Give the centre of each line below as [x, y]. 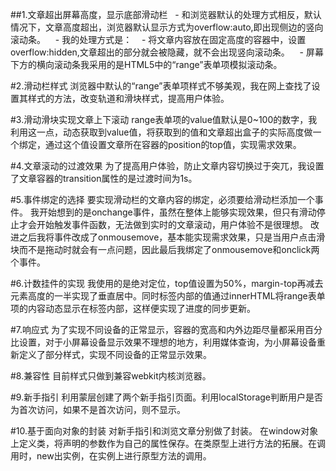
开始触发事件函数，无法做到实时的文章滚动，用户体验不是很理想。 [172, 224]
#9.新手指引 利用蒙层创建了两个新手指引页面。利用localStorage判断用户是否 [167, 397]
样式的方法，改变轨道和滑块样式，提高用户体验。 [128, 98]
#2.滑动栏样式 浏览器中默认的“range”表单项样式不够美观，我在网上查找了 [161, 86]
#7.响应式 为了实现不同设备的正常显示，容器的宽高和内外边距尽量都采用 [158, 329]
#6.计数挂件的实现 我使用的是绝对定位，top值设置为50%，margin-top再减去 [167, 283]
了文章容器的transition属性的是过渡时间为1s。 [104, 178]
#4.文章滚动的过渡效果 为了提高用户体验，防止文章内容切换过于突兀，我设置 [167, 166]
